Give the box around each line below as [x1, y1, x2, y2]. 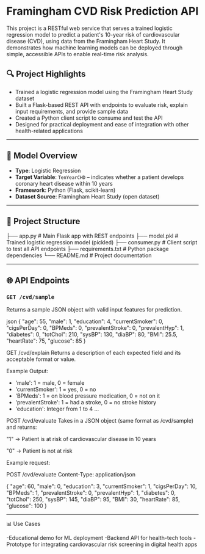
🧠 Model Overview [6, 151, 77, 161]
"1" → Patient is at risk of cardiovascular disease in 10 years [6, 436, 157, 443]
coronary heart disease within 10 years [15, 180, 113, 187]
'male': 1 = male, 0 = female [15, 379, 85, 387]
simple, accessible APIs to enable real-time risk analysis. [6, 50, 149, 57]
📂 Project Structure [6, 216, 81, 227]
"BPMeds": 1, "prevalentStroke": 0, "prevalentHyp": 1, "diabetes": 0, [6, 489, 176, 497]
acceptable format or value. [6, 355, 76, 363]
